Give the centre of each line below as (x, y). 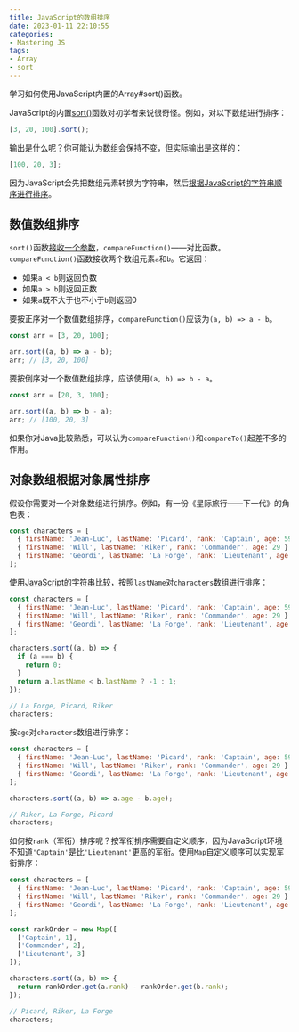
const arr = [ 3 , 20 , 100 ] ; (59, 336)
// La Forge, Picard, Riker (61, 706)
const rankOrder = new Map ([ (63, 929)
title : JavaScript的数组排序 (60, 17)
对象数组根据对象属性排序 (79, 480)
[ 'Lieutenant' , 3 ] (52, 954)
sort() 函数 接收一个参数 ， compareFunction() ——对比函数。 (117, 248)
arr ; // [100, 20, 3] (49, 420)
